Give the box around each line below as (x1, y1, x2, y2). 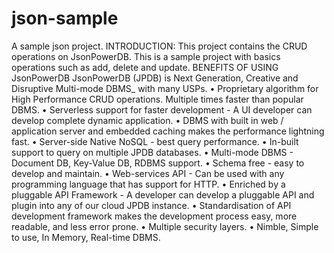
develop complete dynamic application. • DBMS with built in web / (11, 114, 284, 126)
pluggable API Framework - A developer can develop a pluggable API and (11, 188, 315, 201)
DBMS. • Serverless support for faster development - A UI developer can (11, 103, 313, 116)
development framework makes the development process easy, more (11, 210, 298, 222)
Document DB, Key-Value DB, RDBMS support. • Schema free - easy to (11, 157, 305, 169)
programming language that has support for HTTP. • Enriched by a (11, 178, 286, 190)
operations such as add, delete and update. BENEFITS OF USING (11, 61, 279, 73)
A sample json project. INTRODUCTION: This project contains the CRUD (11, 40, 308, 52)
